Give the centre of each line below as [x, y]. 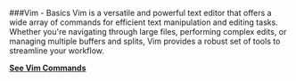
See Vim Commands [48, 68]
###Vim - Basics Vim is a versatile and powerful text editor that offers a [140, 13]
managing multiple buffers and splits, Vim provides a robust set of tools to [145, 41]
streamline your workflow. [57, 51]
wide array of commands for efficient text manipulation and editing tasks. [144, 22]
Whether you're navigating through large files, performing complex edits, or [148, 32]
